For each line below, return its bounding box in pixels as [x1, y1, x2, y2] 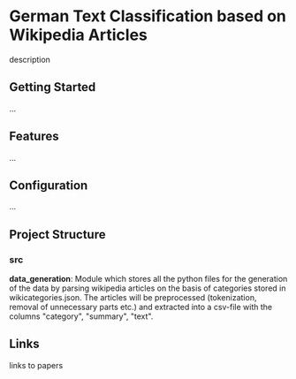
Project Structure [9, 227, 106, 242]
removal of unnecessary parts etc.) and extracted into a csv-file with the [9, 302, 273, 313]
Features [9, 129, 59, 144]
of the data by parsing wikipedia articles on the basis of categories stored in [9, 283, 286, 293]
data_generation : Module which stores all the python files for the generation [9, 274, 288, 284]
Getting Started [9, 80, 96, 95]
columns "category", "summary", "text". [9, 311, 154, 322]
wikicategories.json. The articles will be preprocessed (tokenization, [9, 292, 257, 303]
